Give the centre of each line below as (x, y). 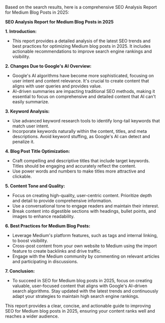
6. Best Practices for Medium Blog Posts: (48, 226)
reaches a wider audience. (32, 316)
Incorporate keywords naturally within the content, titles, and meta (80, 131)
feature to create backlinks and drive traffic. (57, 251)
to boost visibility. (30, 241)
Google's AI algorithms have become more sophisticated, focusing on (83, 75)
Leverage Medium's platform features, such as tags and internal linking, (85, 235)
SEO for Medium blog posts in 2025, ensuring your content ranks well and (80, 311)
